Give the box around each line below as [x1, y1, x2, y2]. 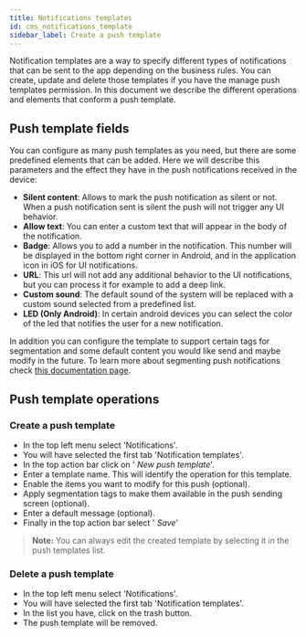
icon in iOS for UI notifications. [22, 260, 139, 271]
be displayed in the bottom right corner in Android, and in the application [22, 250, 297, 261]
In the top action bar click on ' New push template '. [22, 459, 215, 470]
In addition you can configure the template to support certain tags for [9, 335, 270, 347]
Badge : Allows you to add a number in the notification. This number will [22, 240, 292, 251]
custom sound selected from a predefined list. [22, 299, 196, 310]
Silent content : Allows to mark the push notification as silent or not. [22, 192, 278, 203]
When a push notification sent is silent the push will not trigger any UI [22, 202, 285, 213]
